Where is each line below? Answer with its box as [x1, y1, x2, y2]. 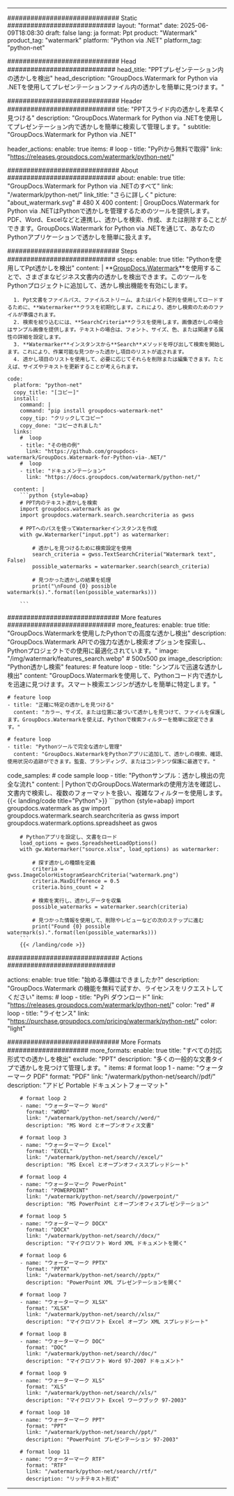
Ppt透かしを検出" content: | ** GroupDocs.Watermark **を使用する [25, 264, 216, 272]
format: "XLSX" [25, 1305, 70, 1312]
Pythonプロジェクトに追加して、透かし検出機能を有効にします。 [7, 281, 192, 290]
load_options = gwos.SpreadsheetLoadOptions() [19, 840, 157, 847]
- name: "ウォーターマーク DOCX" [19, 1220, 109, 1227]
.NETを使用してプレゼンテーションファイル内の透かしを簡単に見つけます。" [7, 83, 225, 91]
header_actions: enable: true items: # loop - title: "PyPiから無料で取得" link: [7, 145, 223, 153]
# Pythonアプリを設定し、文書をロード [19, 834, 118, 840]
